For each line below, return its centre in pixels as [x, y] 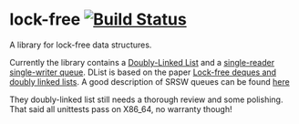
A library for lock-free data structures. [81, 45]
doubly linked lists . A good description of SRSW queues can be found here [149, 81]
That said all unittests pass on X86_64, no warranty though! [121, 108]
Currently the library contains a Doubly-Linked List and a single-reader [142, 62]
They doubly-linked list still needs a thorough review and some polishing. [146, 99]
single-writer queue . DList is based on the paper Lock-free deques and [143, 72]
